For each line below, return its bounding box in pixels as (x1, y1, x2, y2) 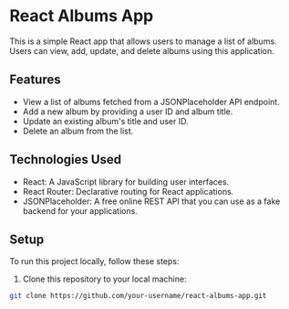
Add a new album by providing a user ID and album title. (22, 106, 233, 117)
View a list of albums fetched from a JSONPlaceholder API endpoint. (22, 96, 280, 107)
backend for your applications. (22, 205, 139, 216)
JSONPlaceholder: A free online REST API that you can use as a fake (22, 196, 281, 207)
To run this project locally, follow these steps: (9, 256, 180, 267)
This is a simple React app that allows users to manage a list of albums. (9, 36, 277, 47)
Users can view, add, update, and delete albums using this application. (9, 45, 275, 56)
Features (9, 72, 61, 88)
